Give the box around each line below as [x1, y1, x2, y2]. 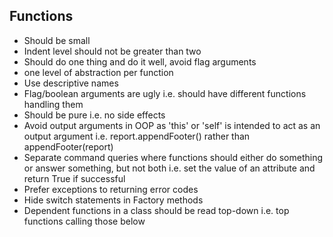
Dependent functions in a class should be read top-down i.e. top [23, 204, 290, 216]
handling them [23, 98, 84, 110]
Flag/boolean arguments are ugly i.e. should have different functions [23, 87, 307, 99]
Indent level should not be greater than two [23, 45, 202, 57]
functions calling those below [23, 215, 146, 227]
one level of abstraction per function [23, 66, 174, 78]
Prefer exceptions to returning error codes [23, 183, 199, 195]
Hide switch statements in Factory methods [23, 194, 204, 206]
